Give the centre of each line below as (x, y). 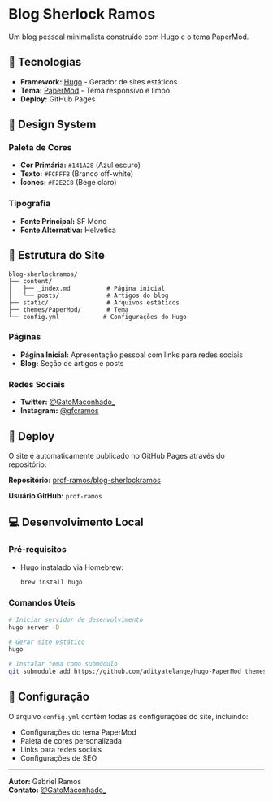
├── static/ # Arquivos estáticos (94, 302)
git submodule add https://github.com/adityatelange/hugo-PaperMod (125, 672)
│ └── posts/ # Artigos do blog (89, 295)
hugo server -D (34, 627)
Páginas (25, 337)
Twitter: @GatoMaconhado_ (67, 402)
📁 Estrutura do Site (57, 255)
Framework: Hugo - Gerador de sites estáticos (99, 81)
